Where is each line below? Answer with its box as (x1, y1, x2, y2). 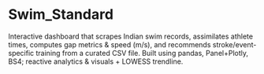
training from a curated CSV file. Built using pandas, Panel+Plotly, (35, 48, 248, 57)
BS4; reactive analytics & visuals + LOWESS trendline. (8, 57, 184, 66)
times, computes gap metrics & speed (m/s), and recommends (8, 39, 211, 49)
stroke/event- (212, 39, 257, 49)
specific (8, 48, 35, 57)
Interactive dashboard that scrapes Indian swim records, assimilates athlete (8, 31, 254, 41)
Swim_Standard (8, 6, 114, 24)
